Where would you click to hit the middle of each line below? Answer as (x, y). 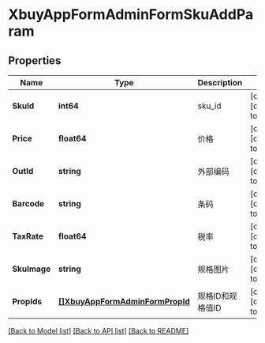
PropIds (27, 302)
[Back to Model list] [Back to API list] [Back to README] (99, 331)
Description (220, 83)
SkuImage (32, 269)
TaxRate (28, 236)
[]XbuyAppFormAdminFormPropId (124, 302)
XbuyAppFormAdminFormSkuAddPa (131, 15)
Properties (35, 60)
